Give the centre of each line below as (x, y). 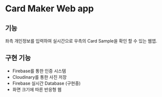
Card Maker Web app (49, 9)
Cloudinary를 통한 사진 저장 (40, 77)
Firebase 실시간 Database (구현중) (46, 83)
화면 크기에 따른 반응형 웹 (37, 89)
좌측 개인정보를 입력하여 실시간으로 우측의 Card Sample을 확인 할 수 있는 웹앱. (81, 41)
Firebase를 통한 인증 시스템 (39, 71)
